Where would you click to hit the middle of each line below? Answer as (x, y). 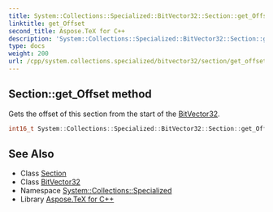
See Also (31, 154)
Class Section (43, 173)
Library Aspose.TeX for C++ (67, 199)
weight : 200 (28, 54)
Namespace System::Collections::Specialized (96, 191)
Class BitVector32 (50, 182)
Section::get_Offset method (80, 94)
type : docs (27, 46)
